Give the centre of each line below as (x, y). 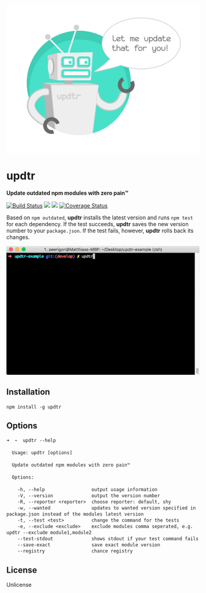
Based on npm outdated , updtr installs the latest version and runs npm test (100, 218)
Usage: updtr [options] (42, 453)
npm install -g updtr (34, 407)
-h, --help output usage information (87, 490)
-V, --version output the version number (89, 496)
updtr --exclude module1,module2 (49, 533)
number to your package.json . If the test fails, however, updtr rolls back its (100, 230)
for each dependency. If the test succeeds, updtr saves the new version (97, 224)
